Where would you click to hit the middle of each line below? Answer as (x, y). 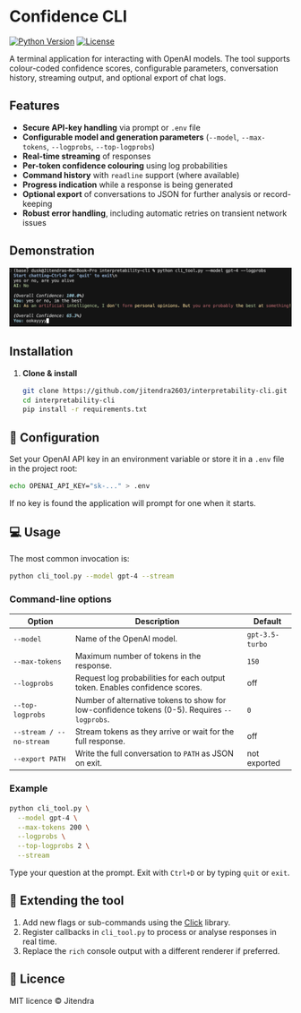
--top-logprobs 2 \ (54, 846)
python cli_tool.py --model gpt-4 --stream (92, 576)
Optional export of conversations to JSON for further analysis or (142, 193)
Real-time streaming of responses (86, 156)
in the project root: (43, 468)
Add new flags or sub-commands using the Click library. (126, 922)
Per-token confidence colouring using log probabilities (125, 165)
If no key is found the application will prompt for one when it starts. (133, 503)
